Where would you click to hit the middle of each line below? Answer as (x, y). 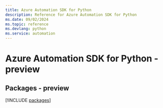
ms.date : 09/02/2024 (27, 19)
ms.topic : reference (27, 24)
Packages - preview (37, 88)
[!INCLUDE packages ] (28, 100)
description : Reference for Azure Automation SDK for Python (71, 15)
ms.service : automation (30, 33)
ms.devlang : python (26, 29)
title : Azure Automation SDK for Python (49, 10)
